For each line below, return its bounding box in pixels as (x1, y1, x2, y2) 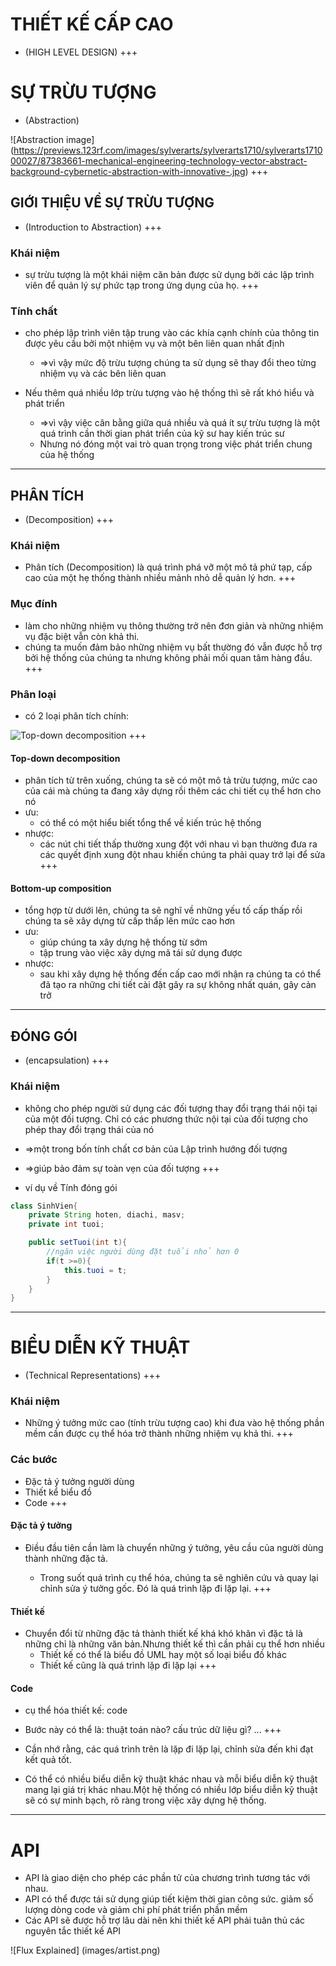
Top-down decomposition (10, 752, 121, 764)
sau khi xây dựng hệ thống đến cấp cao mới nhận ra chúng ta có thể (39, 968, 322, 980)
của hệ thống (39, 449, 95, 461)
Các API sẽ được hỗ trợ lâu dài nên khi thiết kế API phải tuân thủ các (24, 1914, 306, 1927)
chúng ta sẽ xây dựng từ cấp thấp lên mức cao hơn (24, 915, 236, 927)
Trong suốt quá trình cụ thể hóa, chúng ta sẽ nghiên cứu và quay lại (39, 1571, 319, 1583)
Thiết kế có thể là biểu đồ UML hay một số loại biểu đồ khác (39, 1649, 287, 1661)
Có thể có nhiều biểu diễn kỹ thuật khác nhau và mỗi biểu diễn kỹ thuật (24, 1773, 318, 1785)
